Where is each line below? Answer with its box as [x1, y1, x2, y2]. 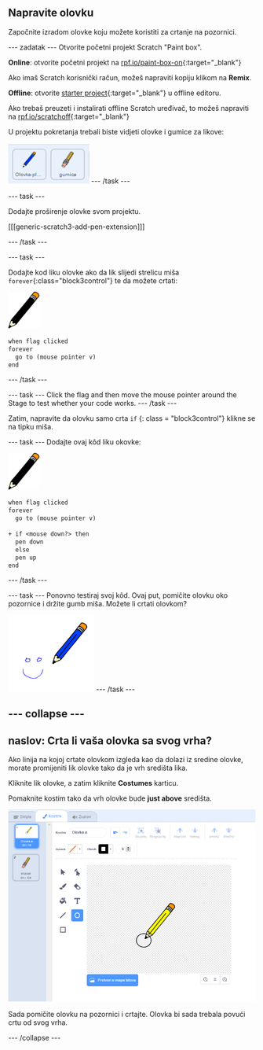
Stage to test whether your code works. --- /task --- [8, 398, 177, 407]
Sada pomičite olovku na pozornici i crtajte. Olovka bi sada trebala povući [8, 1010, 246, 1019]
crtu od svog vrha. [8, 1018, 68, 1027]
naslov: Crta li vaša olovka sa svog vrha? [8, 734, 212, 747]
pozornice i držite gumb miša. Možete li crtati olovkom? [8, 599, 187, 608]
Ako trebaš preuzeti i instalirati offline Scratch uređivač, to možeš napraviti [8, 103, 250, 112]
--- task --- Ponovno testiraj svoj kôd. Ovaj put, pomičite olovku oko [8, 590, 228, 600]
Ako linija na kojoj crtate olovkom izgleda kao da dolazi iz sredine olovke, [8, 755, 243, 764]
